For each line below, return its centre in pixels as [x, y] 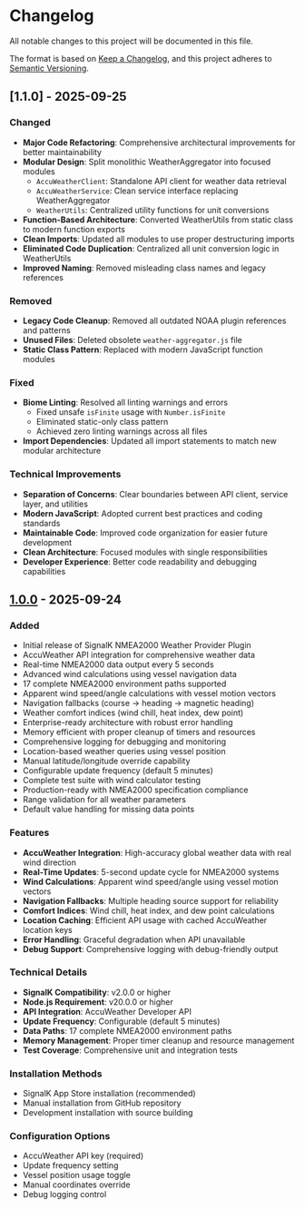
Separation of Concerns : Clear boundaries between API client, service [155, 494]
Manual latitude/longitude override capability [106, 761]
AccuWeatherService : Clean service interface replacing [137, 191]
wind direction [49, 862]
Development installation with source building [108, 1113]
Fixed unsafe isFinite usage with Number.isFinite [131, 412]
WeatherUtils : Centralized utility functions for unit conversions [152, 210]
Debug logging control [64, 1194]
